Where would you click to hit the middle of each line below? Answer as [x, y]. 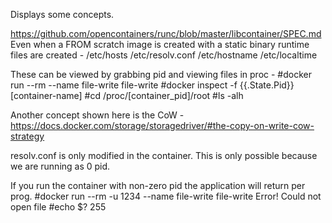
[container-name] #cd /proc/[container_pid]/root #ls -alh [127, 95]
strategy [27, 136]
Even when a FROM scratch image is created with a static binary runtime [160, 44]
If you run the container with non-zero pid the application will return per [158, 185]
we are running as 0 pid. [60, 166]
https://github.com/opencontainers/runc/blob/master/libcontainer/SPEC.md [166, 33]
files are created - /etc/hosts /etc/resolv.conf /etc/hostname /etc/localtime [164, 55]
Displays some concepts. [62, 14]
